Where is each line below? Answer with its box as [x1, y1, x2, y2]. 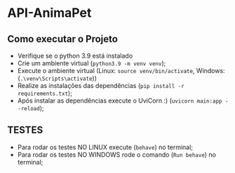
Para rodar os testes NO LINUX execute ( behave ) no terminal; [17, 143, 194, 151]
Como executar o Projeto [7, 33, 118, 45]
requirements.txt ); [17, 89, 72, 97]
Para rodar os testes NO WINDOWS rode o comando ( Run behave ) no [17, 150, 216, 159]
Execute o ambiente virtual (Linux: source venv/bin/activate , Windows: [17, 67, 226, 75]
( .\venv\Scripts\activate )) [17, 74, 97, 82]
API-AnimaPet [7, 5, 92, 21]
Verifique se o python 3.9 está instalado [17, 51, 133, 60]
